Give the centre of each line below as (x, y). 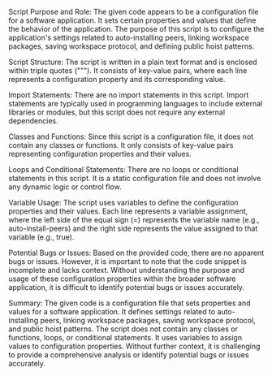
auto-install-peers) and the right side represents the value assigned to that (133, 228)
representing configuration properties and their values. (100, 154)
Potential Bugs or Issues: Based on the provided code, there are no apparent (136, 253)
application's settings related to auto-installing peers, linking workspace (129, 37)
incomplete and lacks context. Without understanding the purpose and (127, 270)
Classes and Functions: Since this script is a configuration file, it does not (131, 136)
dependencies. (33, 121)
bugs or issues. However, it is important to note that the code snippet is (128, 261)
